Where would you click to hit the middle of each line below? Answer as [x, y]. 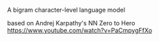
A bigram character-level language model [66, 10]
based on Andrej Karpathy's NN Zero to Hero [71, 23]
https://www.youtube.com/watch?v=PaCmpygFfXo [80, 30]
